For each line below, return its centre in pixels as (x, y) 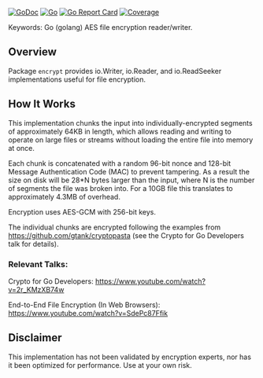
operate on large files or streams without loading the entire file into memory (131, 139)
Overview (33, 52)
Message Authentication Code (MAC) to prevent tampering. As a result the (129, 171)
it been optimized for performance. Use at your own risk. (100, 365)
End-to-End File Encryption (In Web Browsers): (84, 305)
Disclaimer (35, 338)
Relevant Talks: (38, 264)
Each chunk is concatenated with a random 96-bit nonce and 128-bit (120, 163)
